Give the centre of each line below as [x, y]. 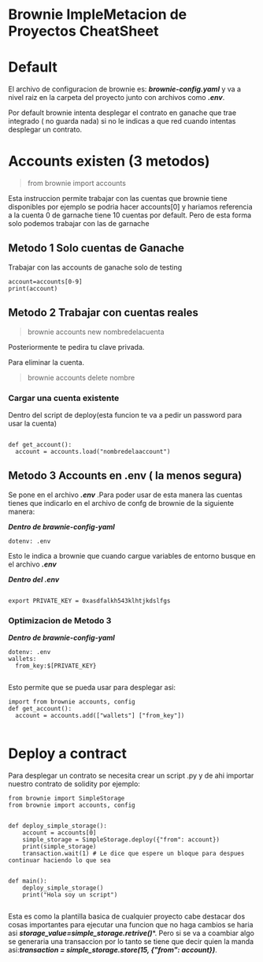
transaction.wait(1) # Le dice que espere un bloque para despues [133, 854]
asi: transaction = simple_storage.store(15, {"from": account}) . [113, 950]
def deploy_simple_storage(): [58, 826]
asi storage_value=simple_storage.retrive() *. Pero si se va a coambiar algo [131, 933]
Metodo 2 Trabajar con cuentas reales [103, 313]
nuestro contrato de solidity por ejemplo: [74, 784]
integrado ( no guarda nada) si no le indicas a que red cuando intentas [122, 121]
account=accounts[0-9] [45, 281]
